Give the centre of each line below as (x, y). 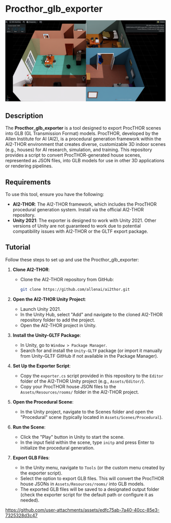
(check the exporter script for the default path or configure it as (87, 494)
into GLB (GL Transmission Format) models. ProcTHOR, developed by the (82, 134)
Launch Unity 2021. (40, 309)
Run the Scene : (29, 427)
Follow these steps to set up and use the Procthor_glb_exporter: (72, 259)
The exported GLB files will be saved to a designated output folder (90, 489)
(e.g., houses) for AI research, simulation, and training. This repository (79, 150)
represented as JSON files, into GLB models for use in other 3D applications (85, 161)
